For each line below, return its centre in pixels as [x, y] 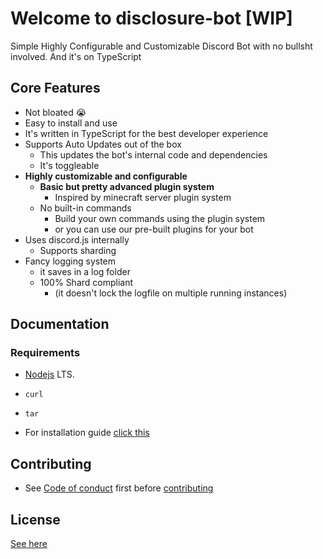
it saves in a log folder [85, 271]
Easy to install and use [71, 123]
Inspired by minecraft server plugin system [143, 197]
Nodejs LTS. [49, 374]
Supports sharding [78, 250]
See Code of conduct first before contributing [119, 488]
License [35, 519]
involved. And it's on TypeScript [76, 56]
